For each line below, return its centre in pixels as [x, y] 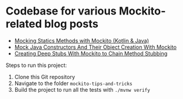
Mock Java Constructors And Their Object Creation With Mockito [95, 47]
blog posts [72, 24]
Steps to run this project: [36, 65]
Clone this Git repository [45, 77]
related [24, 24]
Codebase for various [61, 11]
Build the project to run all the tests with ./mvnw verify [82, 89]
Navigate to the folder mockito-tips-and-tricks [73, 83]
